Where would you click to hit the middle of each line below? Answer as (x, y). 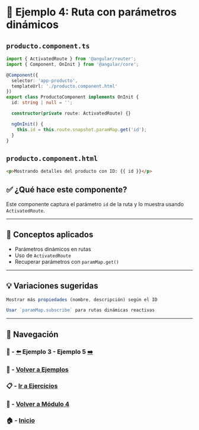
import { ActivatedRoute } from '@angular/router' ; (71, 59)
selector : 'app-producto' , (45, 80)
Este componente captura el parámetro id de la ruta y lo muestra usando (95, 204)
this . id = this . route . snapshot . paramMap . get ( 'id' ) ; (82, 129)
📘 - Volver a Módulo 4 (38, 404)
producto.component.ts (48, 46)
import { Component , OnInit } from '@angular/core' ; (73, 64)
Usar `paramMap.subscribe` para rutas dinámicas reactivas (81, 310)
